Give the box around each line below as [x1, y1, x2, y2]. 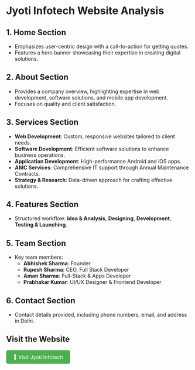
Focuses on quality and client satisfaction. [14, 100, 117, 107]
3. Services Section [6, 117, 79, 127]
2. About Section [6, 72, 69, 83]
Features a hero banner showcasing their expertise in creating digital [14, 49, 180, 56]
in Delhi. [14, 317, 35, 324]
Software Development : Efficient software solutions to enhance [14, 145, 169, 152]
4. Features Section [6, 200, 79, 210]
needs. [14, 139, 32, 146]
